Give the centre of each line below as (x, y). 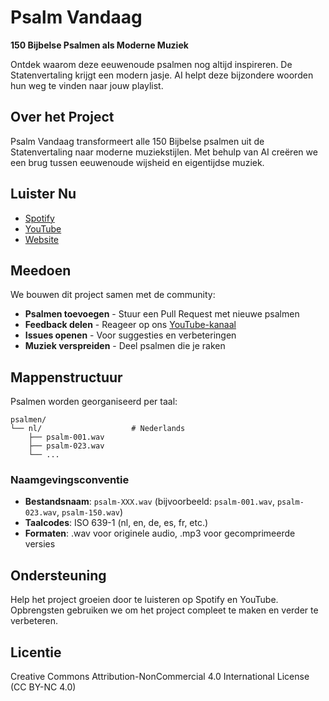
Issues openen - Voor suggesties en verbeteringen (130, 335)
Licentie (36, 652)
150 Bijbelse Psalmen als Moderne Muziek (99, 45)
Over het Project (62, 117)
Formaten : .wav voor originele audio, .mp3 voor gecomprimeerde (160, 533)
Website (42, 239)
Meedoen (41, 270)
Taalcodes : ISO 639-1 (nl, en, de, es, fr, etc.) (116, 523)
